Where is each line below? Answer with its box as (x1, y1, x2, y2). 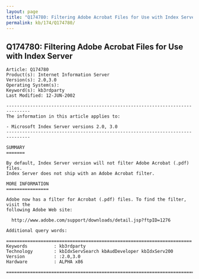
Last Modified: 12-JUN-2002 (6, 93, 76, 99)
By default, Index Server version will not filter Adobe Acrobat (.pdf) (6, 160, 190, 166)
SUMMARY (6, 145, 25, 151)
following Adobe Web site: (6, 207, 73, 213)
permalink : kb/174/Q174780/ (6, 20, 76, 26)
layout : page (6, 8, 38, 15)
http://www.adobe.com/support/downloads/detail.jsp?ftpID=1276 (11, 217, 171, 223)
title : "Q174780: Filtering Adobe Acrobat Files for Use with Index (6, 14, 179, 20)
